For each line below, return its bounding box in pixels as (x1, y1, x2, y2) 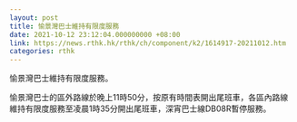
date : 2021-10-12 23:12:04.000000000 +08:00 (9, 30, 181, 39)
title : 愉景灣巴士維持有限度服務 (9, 22, 120, 31)
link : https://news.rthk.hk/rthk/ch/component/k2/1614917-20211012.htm (9, 38, 286, 48)
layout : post (9, 13, 59, 23)
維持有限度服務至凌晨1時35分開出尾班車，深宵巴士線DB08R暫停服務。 (9, 103, 272, 114)
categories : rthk (9, 47, 75, 56)
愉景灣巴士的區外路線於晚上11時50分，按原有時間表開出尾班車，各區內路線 (9, 92, 289, 103)
